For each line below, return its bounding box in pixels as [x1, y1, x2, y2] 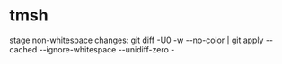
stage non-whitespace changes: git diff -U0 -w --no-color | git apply [9, 35, 264, 45]
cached [9, 44, 38, 54]
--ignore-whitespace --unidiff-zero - [39, 44, 175, 54]
